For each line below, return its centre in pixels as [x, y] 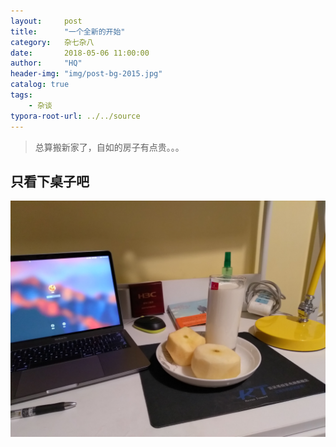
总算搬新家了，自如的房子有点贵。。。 [109, 147]
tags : [21, 95]
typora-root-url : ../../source [75, 116]
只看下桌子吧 [50, 181]
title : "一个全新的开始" [68, 31]
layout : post [46, 21]
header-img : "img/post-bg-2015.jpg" [86, 74]
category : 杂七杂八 [52, 42]
